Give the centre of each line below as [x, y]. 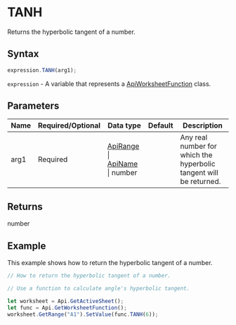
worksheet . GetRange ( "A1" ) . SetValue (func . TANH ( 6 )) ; [83, 314]
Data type [125, 125]
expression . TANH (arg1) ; [42, 70]
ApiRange [123, 147]
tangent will [199, 173]
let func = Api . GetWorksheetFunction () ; [67, 307]
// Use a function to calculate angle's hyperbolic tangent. [99, 288]
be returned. [201, 182]
